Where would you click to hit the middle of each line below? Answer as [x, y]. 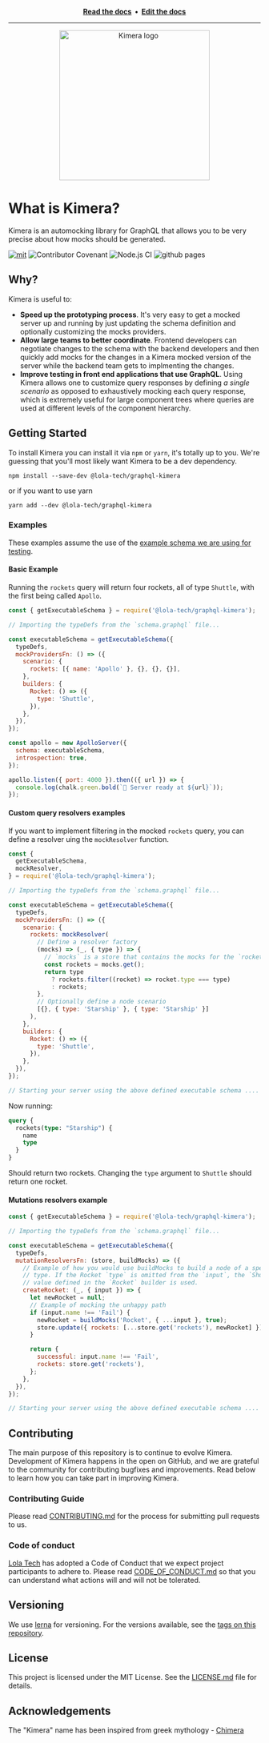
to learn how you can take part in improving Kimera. [94, 1478]
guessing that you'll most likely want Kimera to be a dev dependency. [123, 461]
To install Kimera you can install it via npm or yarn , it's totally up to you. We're [134, 452]
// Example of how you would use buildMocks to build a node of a [136, 1268]
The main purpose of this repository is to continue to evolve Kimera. [120, 1452]
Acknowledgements [60, 1711]
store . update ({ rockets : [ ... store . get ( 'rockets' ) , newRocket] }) [150, 1328]
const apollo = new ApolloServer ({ [68, 743]
